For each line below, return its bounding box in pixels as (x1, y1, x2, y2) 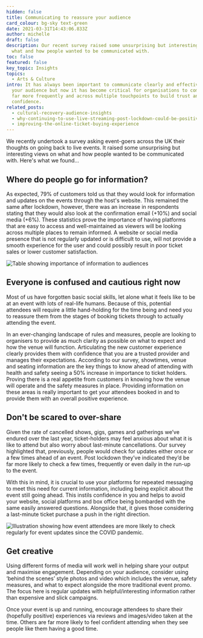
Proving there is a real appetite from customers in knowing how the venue (6, 375, 190, 383)
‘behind (6, 575, 25, 582)
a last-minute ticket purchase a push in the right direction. (6, 511, 150, 518)
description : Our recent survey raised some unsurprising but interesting (6, 43, 199, 49)
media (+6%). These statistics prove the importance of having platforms (6, 215, 186, 223)
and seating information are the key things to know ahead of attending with (6, 363, 193, 370)
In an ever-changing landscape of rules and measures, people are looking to (6, 330, 196, 338)
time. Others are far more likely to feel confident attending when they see (6, 619, 188, 626)
